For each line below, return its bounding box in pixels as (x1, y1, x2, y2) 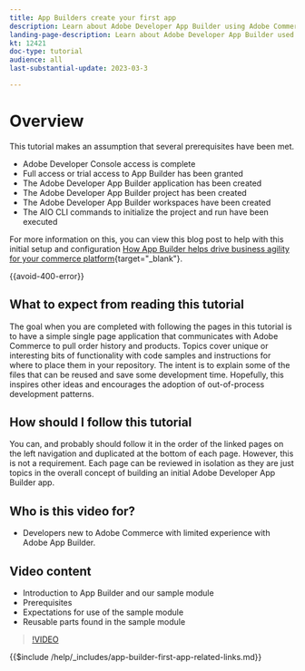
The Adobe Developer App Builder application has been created (22, 178, 262, 189)
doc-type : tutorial (9, 47, 84, 56)
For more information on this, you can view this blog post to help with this (9, 233, 284, 245)
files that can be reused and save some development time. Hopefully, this (9, 369, 284, 380)
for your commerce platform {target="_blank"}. (9, 253, 183, 264)
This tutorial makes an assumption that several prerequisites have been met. (9, 141, 295, 151)
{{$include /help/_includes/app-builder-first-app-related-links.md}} (9, 652, 262, 663)
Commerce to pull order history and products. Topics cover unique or (9, 340, 269, 351)
